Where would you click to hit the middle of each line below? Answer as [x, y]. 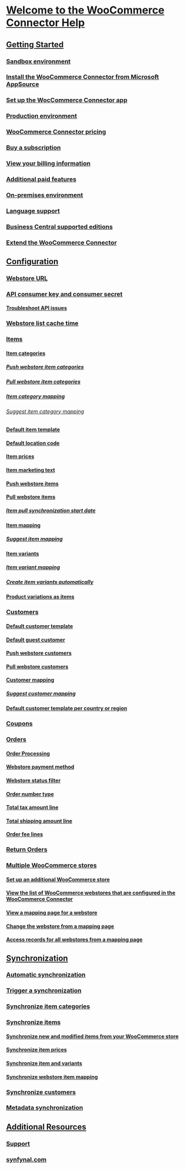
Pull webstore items [31, 497]
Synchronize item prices [37, 1050]
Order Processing [28, 753]
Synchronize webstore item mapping [52, 1076]
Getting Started [35, 44]
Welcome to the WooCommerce [85, 10]
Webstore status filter [33, 780]
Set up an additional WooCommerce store [58, 879]
